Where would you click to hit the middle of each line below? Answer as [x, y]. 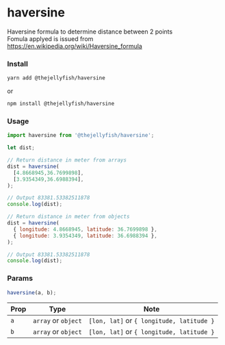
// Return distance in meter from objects [68, 217]
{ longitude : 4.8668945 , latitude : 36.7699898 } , [85, 229]
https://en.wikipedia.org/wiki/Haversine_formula [75, 46]
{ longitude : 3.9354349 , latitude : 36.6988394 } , [85, 235]
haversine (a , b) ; [32, 292]
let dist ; [21, 148]
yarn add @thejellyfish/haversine [56, 78]
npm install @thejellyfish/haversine [61, 104]
